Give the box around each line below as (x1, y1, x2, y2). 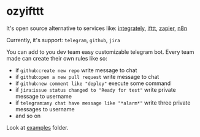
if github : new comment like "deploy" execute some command (15, 80, 171, 87)
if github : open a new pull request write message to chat (15, 73, 160, 80)
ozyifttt (6, 4, 44, 18)
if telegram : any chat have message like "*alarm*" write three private (15, 99, 191, 106)
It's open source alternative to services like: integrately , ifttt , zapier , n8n (6, 24, 188, 32)
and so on (15, 112, 41, 119)
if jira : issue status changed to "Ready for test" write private (15, 86, 176, 93)
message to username (15, 92, 72, 100)
